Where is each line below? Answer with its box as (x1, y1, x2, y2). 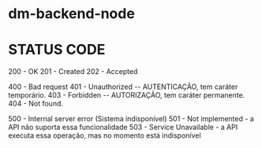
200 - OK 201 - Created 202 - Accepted (8, 67, 138, 76)
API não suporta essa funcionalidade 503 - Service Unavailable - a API (8, 123, 238, 132)
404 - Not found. (8, 99, 64, 109)
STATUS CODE (8, 41, 106, 59)
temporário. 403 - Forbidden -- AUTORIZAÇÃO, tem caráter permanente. (8, 91, 245, 100)
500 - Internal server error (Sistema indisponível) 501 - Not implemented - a (8, 114, 254, 124)
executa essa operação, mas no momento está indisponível (8, 131, 201, 140)
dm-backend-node (8, 5, 136, 23)
